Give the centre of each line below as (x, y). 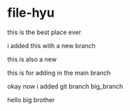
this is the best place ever (44, 32)
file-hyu (31, 13)
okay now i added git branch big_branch (65, 86)
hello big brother (31, 100)
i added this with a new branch (51, 45)
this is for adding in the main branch (59, 73)
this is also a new (32, 59)
